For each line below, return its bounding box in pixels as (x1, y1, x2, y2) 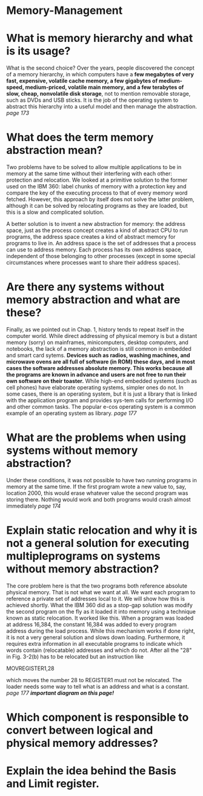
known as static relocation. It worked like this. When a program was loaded (6, 614, 194, 622)
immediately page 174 (6, 502, 61, 509)
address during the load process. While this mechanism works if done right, (6, 627, 196, 634)
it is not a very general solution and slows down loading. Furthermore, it (6, 634, 185, 641)
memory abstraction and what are (6, 293, 181, 307)
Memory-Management (6, 4, 123, 18)
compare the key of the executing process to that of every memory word (6, 189, 188, 197)
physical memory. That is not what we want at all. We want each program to (6, 588, 196, 595)
